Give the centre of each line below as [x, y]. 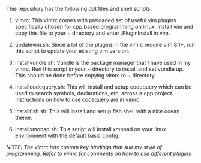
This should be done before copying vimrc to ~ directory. [85, 75]
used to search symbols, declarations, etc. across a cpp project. [94, 93]
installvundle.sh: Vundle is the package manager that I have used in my [103, 63]
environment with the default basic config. [67, 135]
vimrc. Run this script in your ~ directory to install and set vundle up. [99, 69]
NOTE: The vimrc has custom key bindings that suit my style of [84, 147]
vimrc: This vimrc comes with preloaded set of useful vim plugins [95, 20]
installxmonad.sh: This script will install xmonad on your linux [90, 129]
